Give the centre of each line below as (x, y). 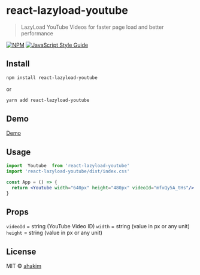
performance (37, 33)
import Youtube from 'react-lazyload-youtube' (68, 166)
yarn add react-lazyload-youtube (48, 100)
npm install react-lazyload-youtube (52, 78)
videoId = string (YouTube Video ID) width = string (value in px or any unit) (98, 226)
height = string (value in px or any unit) (54, 233)
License (21, 251)
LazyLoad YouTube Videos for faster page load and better (92, 27)
